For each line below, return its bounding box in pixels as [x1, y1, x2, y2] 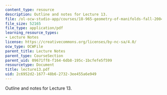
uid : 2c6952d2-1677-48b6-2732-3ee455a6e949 [5, 72, 97, 77]
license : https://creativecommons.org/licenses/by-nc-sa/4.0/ [5, 40, 137, 45]
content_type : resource [5, 7, 55, 12]
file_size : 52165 [5, 21, 41, 26]
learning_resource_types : [5, 30, 59, 35]
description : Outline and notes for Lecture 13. [5, 12, 108, 17]
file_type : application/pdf [5, 26, 64, 31]
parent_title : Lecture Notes [5, 48, 66, 53]
